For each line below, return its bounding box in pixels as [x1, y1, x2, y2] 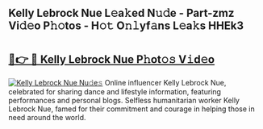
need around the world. [8, 113, 86, 122]
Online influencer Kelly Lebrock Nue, [104, 78, 227, 87]
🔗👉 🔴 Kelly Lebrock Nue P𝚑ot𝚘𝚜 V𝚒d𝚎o [8, 52, 215, 66]
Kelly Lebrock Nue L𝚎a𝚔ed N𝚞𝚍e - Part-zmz [8, 6, 235, 20]
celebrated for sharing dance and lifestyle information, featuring [8, 87, 222, 96]
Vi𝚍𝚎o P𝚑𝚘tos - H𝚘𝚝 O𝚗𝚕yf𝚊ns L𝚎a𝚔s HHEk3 [8, 19, 244, 33]
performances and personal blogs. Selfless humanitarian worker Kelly [8, 96, 240, 105]
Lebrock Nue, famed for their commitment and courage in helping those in [8, 104, 256, 114]
